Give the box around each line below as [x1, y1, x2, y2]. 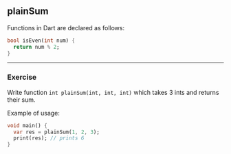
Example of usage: [7, 109, 60, 117]
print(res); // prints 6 [13, 135, 85, 142]
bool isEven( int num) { [7, 37, 76, 44]
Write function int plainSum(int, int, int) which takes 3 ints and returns [7, 88, 219, 96]
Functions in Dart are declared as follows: [7, 23, 125, 32]
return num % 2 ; [13, 43, 60, 50]
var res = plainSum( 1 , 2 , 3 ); [13, 129, 100, 135]
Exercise [7, 72, 37, 82]
